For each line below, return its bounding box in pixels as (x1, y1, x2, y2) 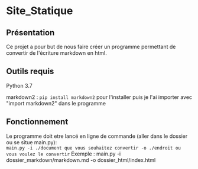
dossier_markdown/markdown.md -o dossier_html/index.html (6, 156, 156, 163)
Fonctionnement (6, 117, 69, 127)
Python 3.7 (6, 82, 33, 89)
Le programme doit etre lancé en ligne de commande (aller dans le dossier (6, 132, 188, 140)
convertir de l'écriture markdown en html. (6, 49, 108, 57)
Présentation (6, 28, 55, 38)
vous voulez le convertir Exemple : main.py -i (6, 150, 121, 157)
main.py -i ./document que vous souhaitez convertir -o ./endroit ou (6, 145, 181, 151)
